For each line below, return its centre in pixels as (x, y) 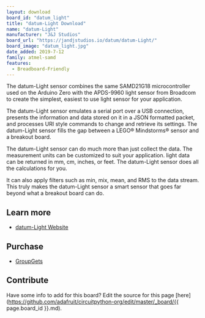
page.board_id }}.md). (34, 308)
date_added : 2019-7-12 (35, 52)
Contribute (28, 280)
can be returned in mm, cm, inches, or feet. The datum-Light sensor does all (102, 162)
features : (19, 63)
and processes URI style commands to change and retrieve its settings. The (102, 124)
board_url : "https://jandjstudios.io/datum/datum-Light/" (82, 40)
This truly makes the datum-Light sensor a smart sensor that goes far (94, 187)
